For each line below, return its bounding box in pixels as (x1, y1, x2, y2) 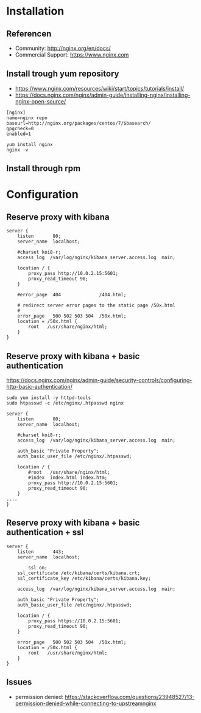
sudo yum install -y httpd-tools (6, 395, 91, 401)
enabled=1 (6, 131, 32, 137)
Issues (6, 677, 32, 687)
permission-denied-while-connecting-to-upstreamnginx (15, 700, 157, 707)
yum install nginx (6, 141, 53, 147)
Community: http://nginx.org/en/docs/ (15, 44, 111, 52)
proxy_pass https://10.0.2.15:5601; (28, 617, 121, 624)
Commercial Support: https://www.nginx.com (15, 51, 129, 58)
